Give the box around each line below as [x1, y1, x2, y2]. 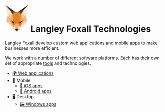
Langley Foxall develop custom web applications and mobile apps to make [5, 40, 158, 46]
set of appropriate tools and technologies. [5, 60, 91, 66]
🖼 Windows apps [19, 101, 57, 107]
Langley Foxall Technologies [30, 23, 151, 35]
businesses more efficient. [5, 45, 60, 51]
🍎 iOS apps [19, 82, 43, 89]
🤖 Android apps [19, 88, 52, 94]
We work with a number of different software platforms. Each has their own [5, 55, 160, 61]
